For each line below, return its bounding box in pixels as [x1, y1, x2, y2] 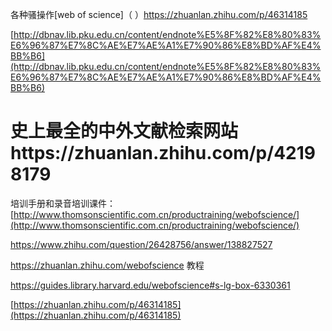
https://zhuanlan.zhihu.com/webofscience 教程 [10, 259, 205, 271]
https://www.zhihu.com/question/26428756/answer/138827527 [10, 238, 273, 250]
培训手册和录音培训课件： [10, 197, 116, 209]
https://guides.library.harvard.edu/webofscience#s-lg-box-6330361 [10, 279, 291, 291]
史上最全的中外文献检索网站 [10, 120, 239, 143]
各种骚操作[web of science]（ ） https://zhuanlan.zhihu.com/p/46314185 [10, 9, 308, 20]
